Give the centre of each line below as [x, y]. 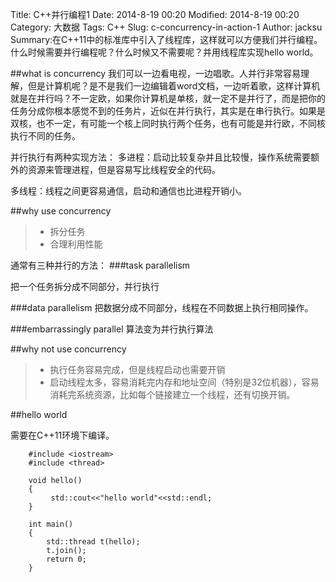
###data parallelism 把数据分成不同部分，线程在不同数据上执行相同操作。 [162, 307]
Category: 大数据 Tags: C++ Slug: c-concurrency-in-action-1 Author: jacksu [166, 27]
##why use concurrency [61, 211]
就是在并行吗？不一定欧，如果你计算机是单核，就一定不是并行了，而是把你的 [168, 98]
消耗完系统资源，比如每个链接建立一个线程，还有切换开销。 [172, 394]
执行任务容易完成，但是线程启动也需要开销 [137, 369]
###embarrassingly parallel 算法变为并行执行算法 [112, 329]
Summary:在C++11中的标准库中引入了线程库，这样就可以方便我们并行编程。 [166, 39]
